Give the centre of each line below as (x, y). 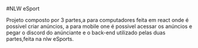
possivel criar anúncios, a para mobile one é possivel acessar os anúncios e (99, 26)
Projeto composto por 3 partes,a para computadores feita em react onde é (98, 20)
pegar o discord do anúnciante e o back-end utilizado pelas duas (86, 33)
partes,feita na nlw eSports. (40, 39)
